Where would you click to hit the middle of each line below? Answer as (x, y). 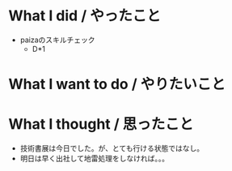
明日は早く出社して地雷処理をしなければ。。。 (95, 159)
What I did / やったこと (85, 16)
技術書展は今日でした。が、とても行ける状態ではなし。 (112, 148)
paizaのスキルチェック (57, 40)
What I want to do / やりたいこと (117, 84)
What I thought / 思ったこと (101, 124)
